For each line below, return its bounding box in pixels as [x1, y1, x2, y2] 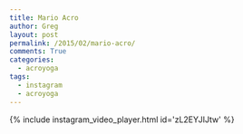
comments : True [9, 47, 67, 56]
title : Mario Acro [9, 13, 79, 23]
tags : [9, 72, 30, 81]
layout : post [9, 30, 59, 39]
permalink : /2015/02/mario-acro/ [9, 38, 136, 48]
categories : [9, 55, 54, 64]
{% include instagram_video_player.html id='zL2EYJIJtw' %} [9, 114, 235, 125]
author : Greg [9, 22, 59, 31]
